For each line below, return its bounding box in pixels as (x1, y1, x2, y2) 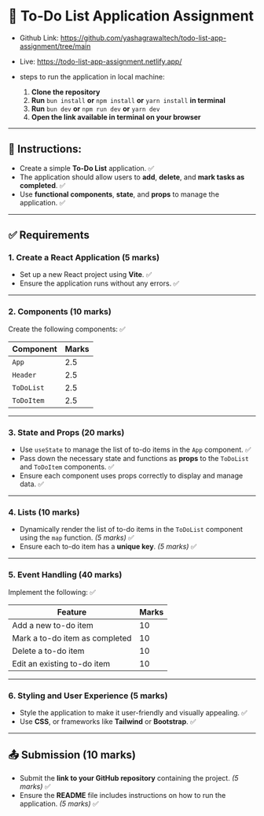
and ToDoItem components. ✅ (19, 462, 115, 471)
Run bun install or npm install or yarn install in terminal (31, 95, 226, 105)
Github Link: (19, 33, 59, 42)
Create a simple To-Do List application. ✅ (19, 163, 155, 172)
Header (12, 370, 37, 379)
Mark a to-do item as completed (12, 633, 132, 644)
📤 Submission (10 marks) (8, 748, 136, 762)
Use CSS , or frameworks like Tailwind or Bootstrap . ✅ (19, 716, 196, 726)
